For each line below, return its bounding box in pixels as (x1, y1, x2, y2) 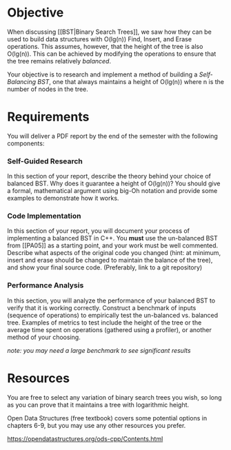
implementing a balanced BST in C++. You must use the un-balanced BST (7, 234, 219, 243)
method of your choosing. (7, 333, 81, 341)
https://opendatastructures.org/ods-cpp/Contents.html (7, 434, 163, 442)
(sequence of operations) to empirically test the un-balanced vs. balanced (7, 311, 219, 319)
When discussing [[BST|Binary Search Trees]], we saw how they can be (7, 28, 212, 36)
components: (7, 139, 45, 147)
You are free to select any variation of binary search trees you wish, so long (7, 393, 222, 401)
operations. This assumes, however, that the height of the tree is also (7, 42, 203, 50)
